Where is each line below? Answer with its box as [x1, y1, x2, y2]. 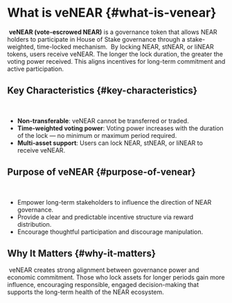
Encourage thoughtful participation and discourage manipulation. [17, 227, 203, 236]
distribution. [17, 220, 52, 228]
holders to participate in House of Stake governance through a [7, 35, 186, 43]
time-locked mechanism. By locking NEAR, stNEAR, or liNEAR [37, 42, 215, 51]
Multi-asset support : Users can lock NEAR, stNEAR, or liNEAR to [17, 139, 203, 147]
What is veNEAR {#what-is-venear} [7, 5, 217, 21]
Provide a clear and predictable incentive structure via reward [17, 213, 194, 221]
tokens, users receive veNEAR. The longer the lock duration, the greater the [7, 50, 224, 58]
